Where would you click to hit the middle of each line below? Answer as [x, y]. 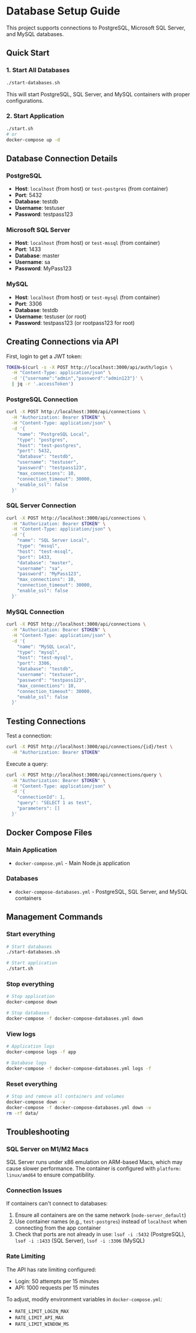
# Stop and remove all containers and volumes [65, 1096]
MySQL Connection [35, 612]
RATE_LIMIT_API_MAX [39, 1318]
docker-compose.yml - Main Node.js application [72, 863]
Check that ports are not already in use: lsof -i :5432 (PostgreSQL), [100, 1234]
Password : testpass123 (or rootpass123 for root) [75, 322]
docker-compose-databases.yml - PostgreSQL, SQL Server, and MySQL [101, 891]
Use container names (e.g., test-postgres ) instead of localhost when [101, 1222]
